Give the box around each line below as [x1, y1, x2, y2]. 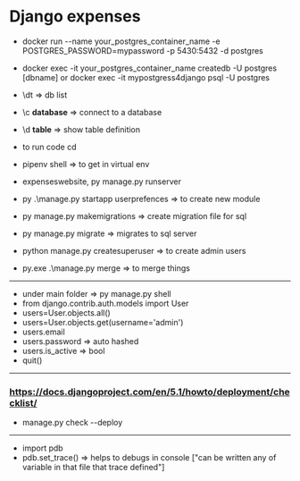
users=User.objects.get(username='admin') [21, 316, 184, 327]
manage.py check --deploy [21, 418, 123, 428]
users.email [21, 326, 65, 337]
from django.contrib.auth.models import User [21, 298, 189, 308]
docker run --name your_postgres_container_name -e [21, 36, 221, 46]
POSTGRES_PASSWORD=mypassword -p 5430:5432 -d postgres [21, 45, 263, 55]
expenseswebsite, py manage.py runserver [21, 176, 181, 187]
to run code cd [21, 141, 77, 152]
